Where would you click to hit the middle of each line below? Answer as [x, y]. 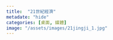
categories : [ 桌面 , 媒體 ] [37, 22]
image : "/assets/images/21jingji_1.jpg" [57, 28]
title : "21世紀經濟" [31, 11]
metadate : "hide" [28, 17]
